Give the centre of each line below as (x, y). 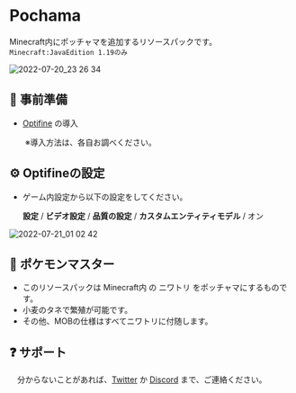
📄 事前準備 (38, 100)
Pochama (45, 16)
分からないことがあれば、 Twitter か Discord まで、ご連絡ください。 (142, 380)
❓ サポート (38, 352)
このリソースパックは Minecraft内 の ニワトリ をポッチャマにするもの (151, 288)
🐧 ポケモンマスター (62, 264)
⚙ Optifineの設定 (57, 173)
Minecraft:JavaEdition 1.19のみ (68, 52)
